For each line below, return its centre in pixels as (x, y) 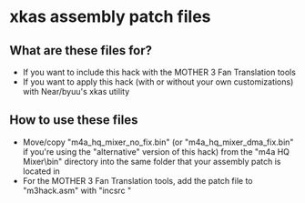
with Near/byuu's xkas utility (76, 91)
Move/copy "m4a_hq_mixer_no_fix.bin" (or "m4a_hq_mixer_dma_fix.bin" (158, 142)
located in (41, 171)
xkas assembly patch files (110, 17)
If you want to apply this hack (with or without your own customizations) (158, 82)
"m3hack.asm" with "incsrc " (77, 190)
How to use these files (74, 120)
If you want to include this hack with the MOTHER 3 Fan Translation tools (159, 72)
